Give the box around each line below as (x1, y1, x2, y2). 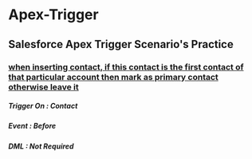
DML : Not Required (8, 141, 74, 151)
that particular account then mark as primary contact (8, 71, 219, 82)
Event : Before (8, 121, 57, 131)
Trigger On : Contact (8, 101, 78, 111)
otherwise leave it (8, 81, 80, 93)
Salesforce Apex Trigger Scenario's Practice (8, 38, 234, 51)
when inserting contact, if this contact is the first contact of (8, 62, 245, 73)
